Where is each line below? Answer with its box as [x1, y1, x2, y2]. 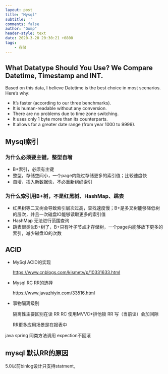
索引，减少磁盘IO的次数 [12, 230, 62, 236]
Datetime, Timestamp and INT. [5, 72, 103, 80]
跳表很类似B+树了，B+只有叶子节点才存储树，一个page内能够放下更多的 [12, 224, 163, 230]
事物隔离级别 [12, 300, 39, 306]
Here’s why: [5, 90, 30, 96]
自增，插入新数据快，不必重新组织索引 [12, 179, 92, 185]
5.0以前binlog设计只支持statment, [5, 363, 75, 369]
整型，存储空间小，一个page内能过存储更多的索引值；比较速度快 [12, 173, 147, 179]
